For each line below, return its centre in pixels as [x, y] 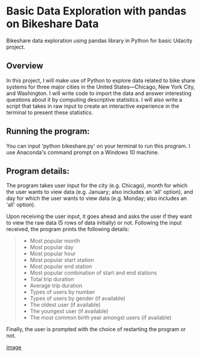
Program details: [38, 171]
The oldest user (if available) [65, 305]
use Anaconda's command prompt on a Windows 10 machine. [83, 152]
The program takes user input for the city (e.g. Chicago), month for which [97, 185]
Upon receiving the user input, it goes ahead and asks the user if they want [99, 216]
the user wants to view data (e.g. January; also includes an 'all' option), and [100, 192]
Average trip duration [56, 286]
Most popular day [52, 247]
